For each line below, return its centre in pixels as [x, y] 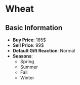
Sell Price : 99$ [28, 45]
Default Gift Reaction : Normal [44, 51]
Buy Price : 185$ [29, 40]
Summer [29, 67]
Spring [27, 61]
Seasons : [23, 56]
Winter [27, 78]
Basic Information [34, 28]
